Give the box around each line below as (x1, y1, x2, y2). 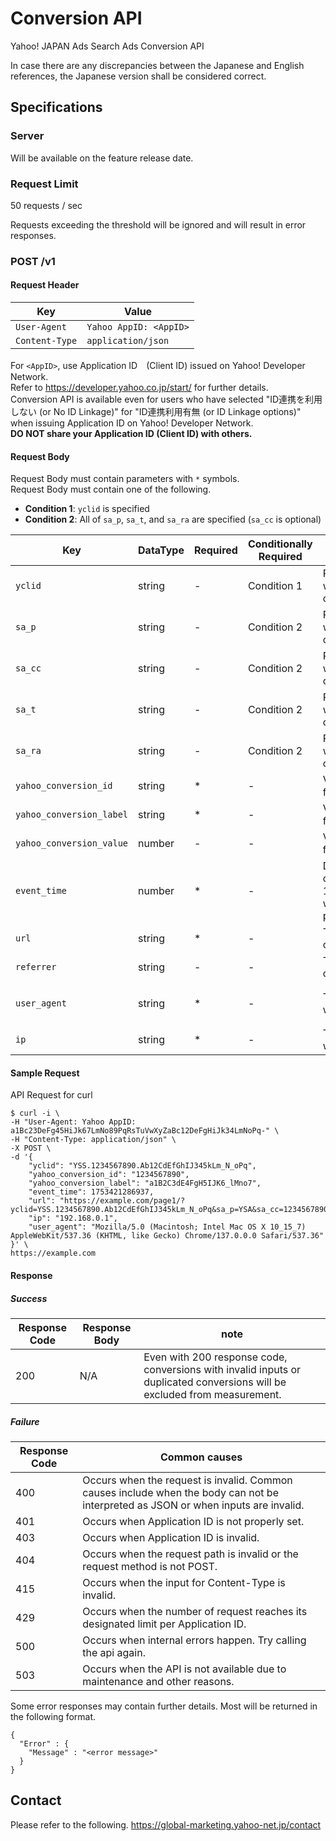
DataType (138, 543, 185, 557)
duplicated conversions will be (143, 1375, 287, 1389)
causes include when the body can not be (82, 1485, 279, 1499)
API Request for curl (10, 1089, 93, 1101)
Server (10, 129, 45, 143)
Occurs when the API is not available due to (82, 1662, 287, 1676)
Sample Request (10, 1067, 80, 1079)
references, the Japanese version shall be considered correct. (10, 70, 267, 82)
